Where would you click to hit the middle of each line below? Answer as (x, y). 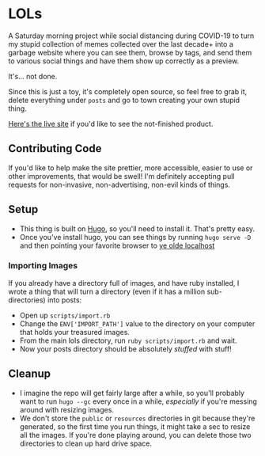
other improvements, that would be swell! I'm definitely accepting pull (121, 176)
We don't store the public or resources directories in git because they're (137, 418)
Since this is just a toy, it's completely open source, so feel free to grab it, (128, 91)
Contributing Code (55, 148)
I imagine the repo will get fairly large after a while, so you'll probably (132, 393)
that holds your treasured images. (75, 332)
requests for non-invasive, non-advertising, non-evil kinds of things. (119, 184)
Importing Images (43, 266)
